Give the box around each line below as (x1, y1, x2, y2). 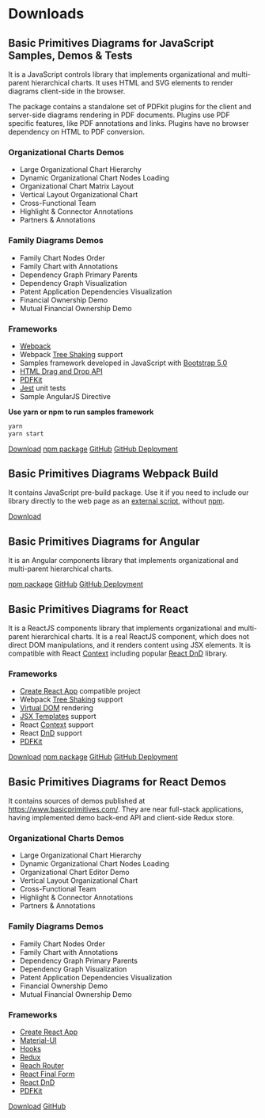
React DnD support (19, 728, 82, 738)
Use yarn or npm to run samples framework (8, 407, 154, 416)
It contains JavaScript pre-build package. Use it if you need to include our (8, 488, 249, 497)
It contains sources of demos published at (8, 797, 146, 806)
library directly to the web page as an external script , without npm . (8, 496, 225, 506)
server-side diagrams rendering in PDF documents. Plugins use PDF (8, 110, 231, 120)
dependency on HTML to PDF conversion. (8, 127, 145, 136)
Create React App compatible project (19, 686, 141, 696)
